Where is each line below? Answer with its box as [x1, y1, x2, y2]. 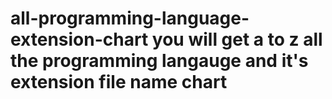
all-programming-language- [10, 7, 250, 30]
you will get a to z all [151, 28, 323, 51]
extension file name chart [10, 71, 228, 94]
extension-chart [10, 28, 149, 51]
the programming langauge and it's [10, 50, 309, 72]
